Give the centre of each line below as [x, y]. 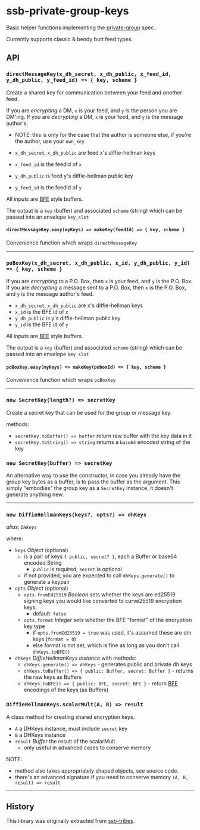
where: [15, 538]
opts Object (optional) [41, 588]
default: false [49, 614]
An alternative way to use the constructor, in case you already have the [93, 475]
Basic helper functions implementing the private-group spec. [81, 27]
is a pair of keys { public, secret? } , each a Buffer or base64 [100, 556]
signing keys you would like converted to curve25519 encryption [103, 601]
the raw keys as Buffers [53, 677]
